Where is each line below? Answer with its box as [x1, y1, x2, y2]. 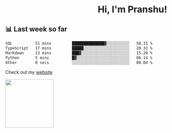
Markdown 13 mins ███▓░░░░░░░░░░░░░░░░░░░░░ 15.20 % [5, 50, 153, 55]
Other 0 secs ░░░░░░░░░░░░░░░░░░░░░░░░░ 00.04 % [5, 60, 153, 65]
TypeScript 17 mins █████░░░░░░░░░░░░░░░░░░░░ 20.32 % [5, 45, 153, 51]
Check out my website [5, 69, 53, 75]
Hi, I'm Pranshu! [97, 4, 167, 15]
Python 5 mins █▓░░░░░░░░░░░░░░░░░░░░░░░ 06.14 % [5, 55, 153, 60]
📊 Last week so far [5, 25, 68, 33]
